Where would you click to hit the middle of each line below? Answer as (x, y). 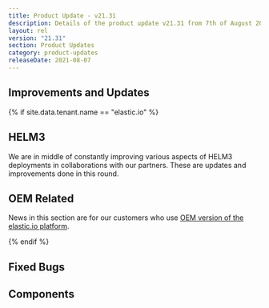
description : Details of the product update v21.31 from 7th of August (130, 23)
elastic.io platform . (39, 226)
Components (41, 294)
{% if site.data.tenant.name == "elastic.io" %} (84, 112)
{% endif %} (29, 242)
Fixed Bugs (37, 267)
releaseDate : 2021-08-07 (50, 61)
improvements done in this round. (64, 174)
